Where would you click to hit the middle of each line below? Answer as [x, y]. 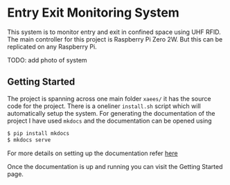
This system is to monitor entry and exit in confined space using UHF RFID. [114, 32]
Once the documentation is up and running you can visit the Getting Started [115, 166]
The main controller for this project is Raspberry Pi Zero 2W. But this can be [115, 39]
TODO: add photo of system [47, 60]
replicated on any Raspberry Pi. [52, 46]
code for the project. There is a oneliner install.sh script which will [104, 106]
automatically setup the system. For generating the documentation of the [111, 113]
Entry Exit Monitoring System [94, 13]
